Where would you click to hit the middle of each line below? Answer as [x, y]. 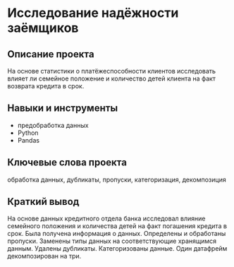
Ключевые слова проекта [67, 163]
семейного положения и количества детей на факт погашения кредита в [117, 226]
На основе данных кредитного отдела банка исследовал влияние [106, 219]
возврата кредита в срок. [46, 86]
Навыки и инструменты [63, 108]
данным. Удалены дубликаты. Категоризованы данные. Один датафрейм [117, 249]
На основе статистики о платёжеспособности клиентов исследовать [112, 71]
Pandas [29, 140]
